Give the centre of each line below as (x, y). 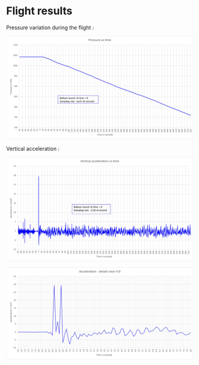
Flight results (39, 11)
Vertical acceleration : (33, 149)
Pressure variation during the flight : (50, 27)
